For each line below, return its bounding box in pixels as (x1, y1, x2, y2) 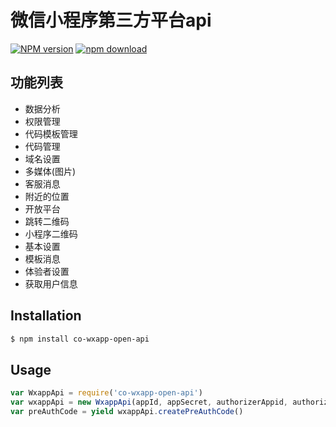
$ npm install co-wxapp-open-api (10, 334, 150, 344)
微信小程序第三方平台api (10, 9, 212, 32)
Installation (10, 307, 82, 325)
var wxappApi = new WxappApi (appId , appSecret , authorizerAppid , (10, 397, 288, 408)
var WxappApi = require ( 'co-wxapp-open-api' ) (10, 388, 203, 398)
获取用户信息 (24, 277, 78, 290)
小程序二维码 (24, 227, 78, 240)
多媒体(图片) (24, 165, 77, 177)
